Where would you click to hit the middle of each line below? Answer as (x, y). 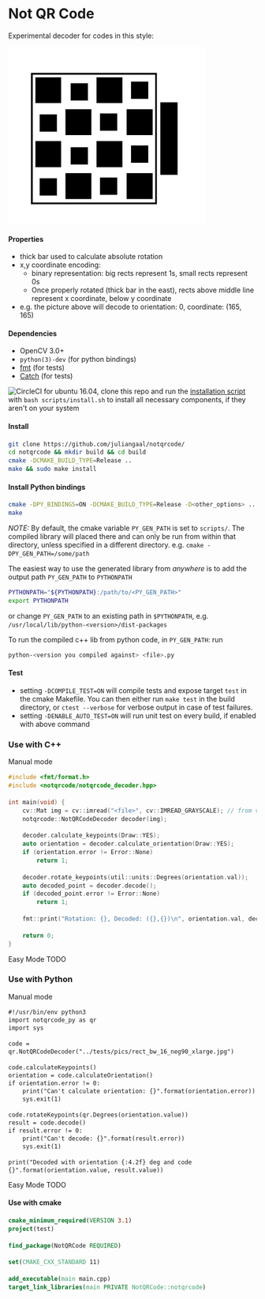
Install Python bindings (47, 487)
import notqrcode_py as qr (52, 1020)
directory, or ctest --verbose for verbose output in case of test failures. (136, 707)
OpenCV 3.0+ (42, 351)
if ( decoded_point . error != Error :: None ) (91, 894)
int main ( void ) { (37, 802)
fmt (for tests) (42, 367)
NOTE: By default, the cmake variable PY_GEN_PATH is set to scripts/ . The (127, 528)
